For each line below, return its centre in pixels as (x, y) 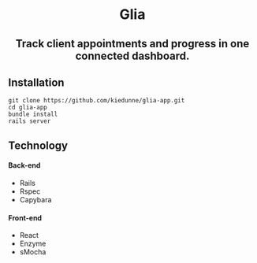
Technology (38, 145)
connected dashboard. (132, 56)
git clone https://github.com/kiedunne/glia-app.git (97, 101)
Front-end (25, 217)
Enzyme (33, 244)
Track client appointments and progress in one (132, 44)
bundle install (33, 115)
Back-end (24, 165)
